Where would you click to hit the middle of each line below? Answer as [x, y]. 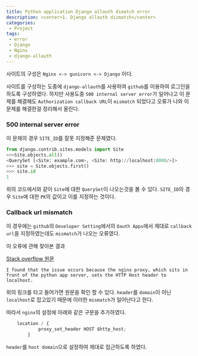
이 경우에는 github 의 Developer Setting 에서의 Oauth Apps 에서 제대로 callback [99, 226]
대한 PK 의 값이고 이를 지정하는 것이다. [73, 196]
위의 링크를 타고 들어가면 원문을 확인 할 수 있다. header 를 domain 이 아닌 [89, 292]
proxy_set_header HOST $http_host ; [82, 329]
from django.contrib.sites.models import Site [65, 149]
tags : [13, 34]
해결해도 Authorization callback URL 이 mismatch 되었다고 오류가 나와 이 [103, 101]
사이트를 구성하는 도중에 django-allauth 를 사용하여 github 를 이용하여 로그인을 [98, 86]
